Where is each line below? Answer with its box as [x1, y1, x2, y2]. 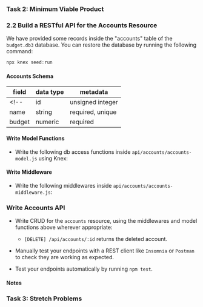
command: [6, 48, 33, 55]
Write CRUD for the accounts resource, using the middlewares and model [15, 217, 198, 224]
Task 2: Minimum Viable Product [6, 5, 104, 13]
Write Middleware [6, 168, 53, 176]
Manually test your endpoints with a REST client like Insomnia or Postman [15, 247, 195, 254]
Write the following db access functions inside [15, 148, 131, 156]
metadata [79, 88, 108, 96]
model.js [15, 156, 38, 162]
